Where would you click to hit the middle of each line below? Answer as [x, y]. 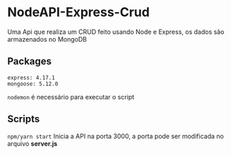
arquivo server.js [32, 143]
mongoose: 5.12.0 [33, 84]
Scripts [24, 119]
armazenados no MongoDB [47, 39]
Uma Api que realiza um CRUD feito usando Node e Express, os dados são [116, 32]
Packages [29, 62]
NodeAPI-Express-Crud [78, 12]
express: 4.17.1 [31, 77]
